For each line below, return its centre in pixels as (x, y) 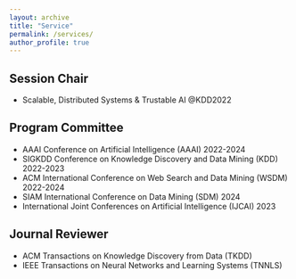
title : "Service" (41, 26)
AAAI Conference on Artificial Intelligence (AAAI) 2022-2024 (134, 149)
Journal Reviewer (59, 234)
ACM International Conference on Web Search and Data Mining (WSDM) (155, 177)
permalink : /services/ (51, 34)
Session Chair (49, 78)
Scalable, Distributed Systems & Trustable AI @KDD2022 (127, 100)
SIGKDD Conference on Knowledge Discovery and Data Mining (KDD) (150, 159)
